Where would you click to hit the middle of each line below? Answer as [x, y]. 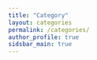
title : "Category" [38, 15]
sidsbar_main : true [40, 44]
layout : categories [40, 23]
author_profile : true [44, 37]
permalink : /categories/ [49, 30]
